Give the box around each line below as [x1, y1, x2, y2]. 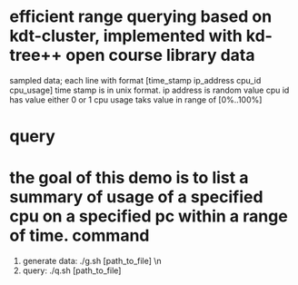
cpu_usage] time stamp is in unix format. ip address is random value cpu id [9, 84, 290, 95]
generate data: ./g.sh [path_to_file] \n [22, 256, 162, 267]
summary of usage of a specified [9, 187, 263, 208]
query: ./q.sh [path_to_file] [22, 265, 122, 276]
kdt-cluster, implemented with [9, 25, 243, 46]
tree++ [9, 45, 63, 65]
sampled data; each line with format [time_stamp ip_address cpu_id [9, 74, 262, 85]
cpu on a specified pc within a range [9, 206, 288, 227]
